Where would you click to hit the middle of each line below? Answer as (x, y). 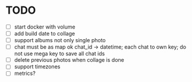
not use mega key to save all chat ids (59, 53)
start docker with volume (45, 27)
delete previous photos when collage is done (69, 60)
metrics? (25, 73)
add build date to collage (45, 34)
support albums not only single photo (60, 40)
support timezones (37, 67)
